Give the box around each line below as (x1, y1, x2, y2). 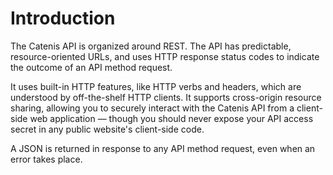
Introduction (10, 7, 116, 30)
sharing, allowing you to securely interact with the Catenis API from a (10, 102, 295, 114)
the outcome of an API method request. (10, 61, 173, 73)
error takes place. (10, 153, 83, 165)
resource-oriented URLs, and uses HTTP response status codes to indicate (10, 50, 320, 62)
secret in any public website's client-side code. (10, 123, 205, 135)
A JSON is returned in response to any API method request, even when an (10, 142, 316, 154)
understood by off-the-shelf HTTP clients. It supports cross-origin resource (10, 91, 322, 103)
